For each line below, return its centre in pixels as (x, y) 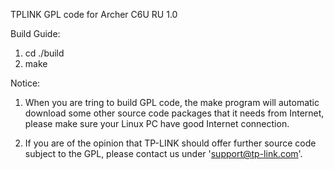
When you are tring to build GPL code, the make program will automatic (172, 102)
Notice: (25, 83)
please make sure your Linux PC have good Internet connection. (157, 123)
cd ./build (44, 53)
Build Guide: (35, 33)
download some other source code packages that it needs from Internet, (174, 113)
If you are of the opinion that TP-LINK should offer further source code (170, 143)
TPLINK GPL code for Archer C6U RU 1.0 (94, 14)
